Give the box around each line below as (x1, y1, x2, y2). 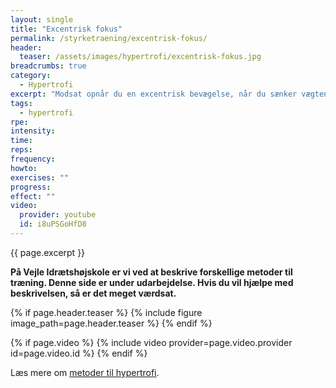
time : (10, 136, 33, 146)
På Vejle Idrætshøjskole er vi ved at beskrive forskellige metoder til (10, 266, 293, 278)
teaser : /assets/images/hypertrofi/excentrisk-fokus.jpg (19, 52, 262, 62)
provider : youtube (19, 210, 97, 220)
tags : (10, 98, 33, 108)
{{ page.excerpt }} (10, 246, 86, 258)
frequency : (10, 154, 56, 164)
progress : (10, 182, 52, 192)
